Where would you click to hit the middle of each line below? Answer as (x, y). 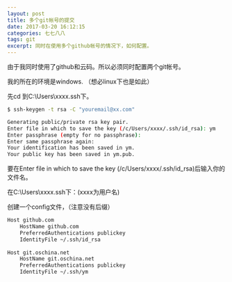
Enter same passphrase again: (51, 141)
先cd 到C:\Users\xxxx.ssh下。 (50, 96)
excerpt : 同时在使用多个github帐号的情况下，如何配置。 (80, 46)
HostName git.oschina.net (57, 259)
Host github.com (31, 220)
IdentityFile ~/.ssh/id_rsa (60, 240)
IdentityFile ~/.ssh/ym (54, 272)
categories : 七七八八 (36, 33)
